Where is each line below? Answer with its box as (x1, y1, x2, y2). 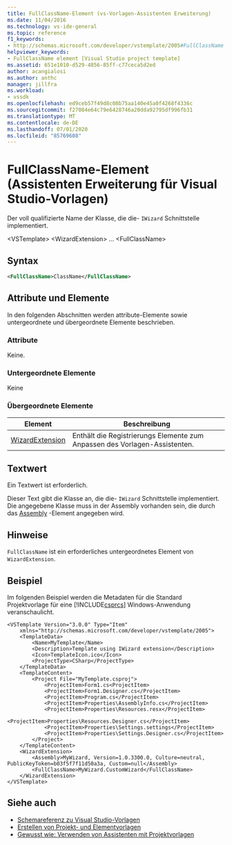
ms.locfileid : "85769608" (7, 132, 81, 139)
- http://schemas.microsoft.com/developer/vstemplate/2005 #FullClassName (7, 42, 224, 49)
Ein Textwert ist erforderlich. (7, 481, 88, 489)
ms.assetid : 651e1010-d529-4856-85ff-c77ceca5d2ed (7, 61, 156, 68)
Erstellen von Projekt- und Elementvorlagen (17, 823, 142, 831)
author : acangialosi (7, 68, 67, 75)
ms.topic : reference (7, 29, 67, 37)
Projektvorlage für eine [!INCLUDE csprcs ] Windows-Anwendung (7, 600, 191, 609)
